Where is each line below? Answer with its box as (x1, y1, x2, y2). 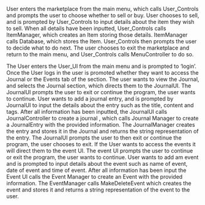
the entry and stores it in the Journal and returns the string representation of (6, 128, 199, 135)
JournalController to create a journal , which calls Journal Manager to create (6, 114, 199, 122)
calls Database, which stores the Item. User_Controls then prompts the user (6, 38, 197, 45)
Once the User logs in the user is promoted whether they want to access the (6, 69, 199, 76)
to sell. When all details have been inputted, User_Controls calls (6, 24, 166, 32)
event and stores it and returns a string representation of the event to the (6, 186, 190, 193)
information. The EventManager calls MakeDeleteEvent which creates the (6, 180, 192, 187)
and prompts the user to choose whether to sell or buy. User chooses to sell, (6, 12, 199, 19)
